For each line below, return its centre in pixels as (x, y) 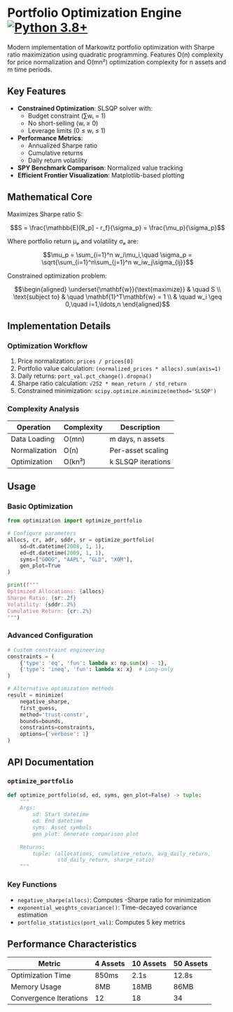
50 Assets (191, 964)
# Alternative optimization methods (61, 689)
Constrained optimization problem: (57, 276)
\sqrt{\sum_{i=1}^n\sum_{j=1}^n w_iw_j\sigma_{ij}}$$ (118, 262)
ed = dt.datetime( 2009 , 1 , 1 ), (62, 553)
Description (140, 427)
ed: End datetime (57, 821)
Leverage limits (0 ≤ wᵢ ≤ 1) (67, 130)
